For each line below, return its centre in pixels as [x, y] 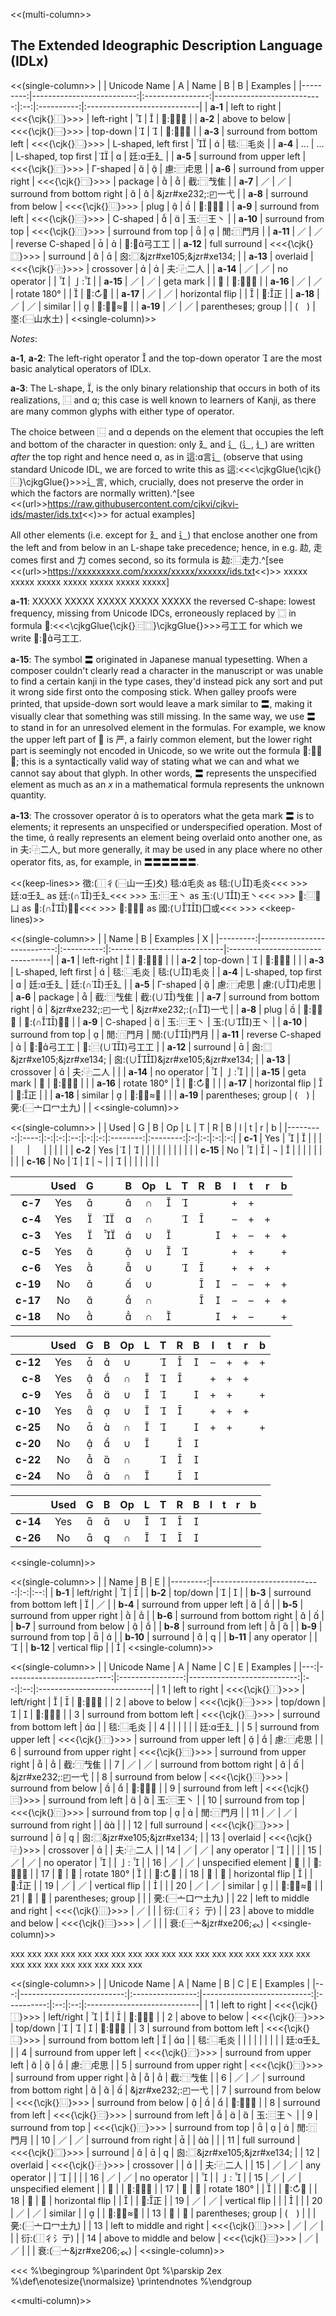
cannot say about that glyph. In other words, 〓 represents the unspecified [163, 773]
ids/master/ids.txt [46, 514]
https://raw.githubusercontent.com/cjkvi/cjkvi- [143, 503]
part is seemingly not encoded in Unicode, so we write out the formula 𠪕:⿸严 [166, 750]
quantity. [28, 795]
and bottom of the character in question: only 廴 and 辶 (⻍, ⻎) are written [162, 444]
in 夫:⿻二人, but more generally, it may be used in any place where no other [166, 849]
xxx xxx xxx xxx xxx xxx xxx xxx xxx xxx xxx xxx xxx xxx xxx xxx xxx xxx [160, 1953]
